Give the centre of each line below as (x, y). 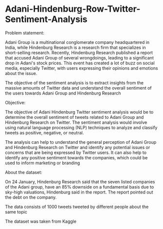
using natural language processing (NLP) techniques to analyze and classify (81, 127)
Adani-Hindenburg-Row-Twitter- (73, 9)
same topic (16, 212)
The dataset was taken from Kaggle (41, 221)
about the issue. (21, 73)
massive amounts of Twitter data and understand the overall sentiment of (78, 88)
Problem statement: (25, 33)
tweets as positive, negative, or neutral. (45, 133)
